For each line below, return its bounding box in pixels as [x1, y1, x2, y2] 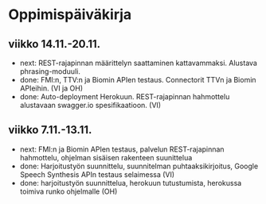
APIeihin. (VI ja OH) [19, 83, 84, 93]
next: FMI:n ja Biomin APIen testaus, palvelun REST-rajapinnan [19, 144, 225, 154]
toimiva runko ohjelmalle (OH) [19, 187, 118, 196]
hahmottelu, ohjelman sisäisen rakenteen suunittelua [19, 152, 193, 162]
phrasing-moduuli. [19, 67, 81, 76]
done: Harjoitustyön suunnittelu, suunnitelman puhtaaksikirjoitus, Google [19, 161, 259, 171]
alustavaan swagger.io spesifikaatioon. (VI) [19, 101, 162, 110]
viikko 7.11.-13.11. [8, 123, 92, 137]
